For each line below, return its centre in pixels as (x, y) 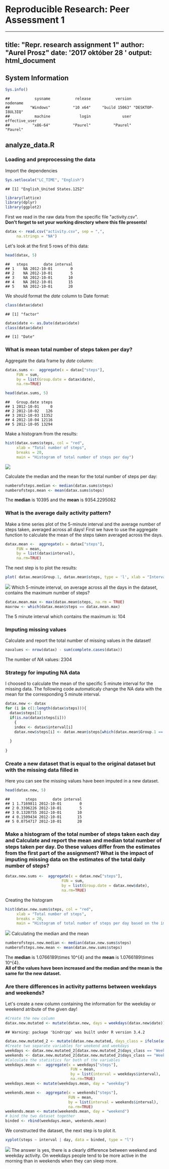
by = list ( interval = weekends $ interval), (113, 1102)
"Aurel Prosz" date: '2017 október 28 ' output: (79, 53)
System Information (37, 78)
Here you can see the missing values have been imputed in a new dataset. (82, 781)
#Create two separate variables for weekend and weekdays (67, 1046)
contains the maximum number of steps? (48, 593)
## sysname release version (68, 99)
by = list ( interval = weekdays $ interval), (115, 1074)
